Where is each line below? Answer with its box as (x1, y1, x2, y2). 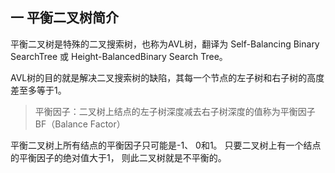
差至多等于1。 (10, 84, 67, 96)
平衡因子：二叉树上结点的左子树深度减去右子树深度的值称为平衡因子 (34, 105, 316, 117)
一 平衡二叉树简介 (10, 9, 119, 27)
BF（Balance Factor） (34, 118, 126, 130)
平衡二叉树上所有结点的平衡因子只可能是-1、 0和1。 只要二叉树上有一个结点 (10, 139, 322, 151)
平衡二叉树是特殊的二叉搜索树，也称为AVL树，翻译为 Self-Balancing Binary (10, 38, 320, 50)
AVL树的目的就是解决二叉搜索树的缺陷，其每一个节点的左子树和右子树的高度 (10, 71, 325, 83)
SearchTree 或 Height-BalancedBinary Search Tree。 (10, 50, 228, 62)
